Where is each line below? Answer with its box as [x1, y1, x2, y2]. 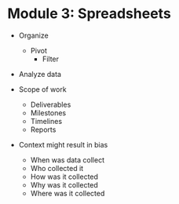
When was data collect [30, 155, 105, 165]
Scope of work [18, 84, 68, 94]
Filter [42, 54, 60, 64]
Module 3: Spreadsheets [7, 5, 172, 23]
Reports [30, 125, 57, 134]
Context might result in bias [18, 140, 108, 149]
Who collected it [30, 163, 84, 173]
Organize [18, 31, 49, 40]
